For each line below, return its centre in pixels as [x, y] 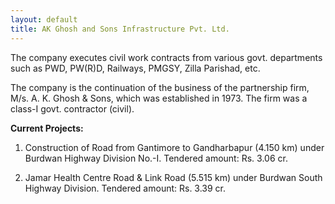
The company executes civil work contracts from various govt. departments [166, 57]
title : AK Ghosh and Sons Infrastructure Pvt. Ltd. [120, 29]
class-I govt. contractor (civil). [72, 108]
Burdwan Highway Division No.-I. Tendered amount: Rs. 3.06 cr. [156, 158]
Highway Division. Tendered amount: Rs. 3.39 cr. [125, 188]
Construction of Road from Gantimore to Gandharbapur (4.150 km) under [174, 147]
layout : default [44, 19]
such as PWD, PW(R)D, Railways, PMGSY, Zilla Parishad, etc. [135, 68]
